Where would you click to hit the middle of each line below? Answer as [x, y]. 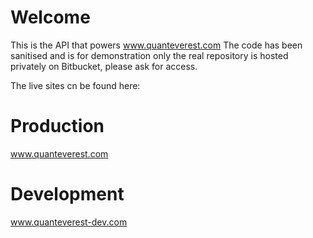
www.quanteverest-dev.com [69, 222]
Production [57, 126]
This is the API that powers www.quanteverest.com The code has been [156, 45]
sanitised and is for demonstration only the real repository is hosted [149, 55]
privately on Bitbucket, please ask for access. [104, 66]
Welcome [50, 17]
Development [67, 194]
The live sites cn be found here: [75, 85]
